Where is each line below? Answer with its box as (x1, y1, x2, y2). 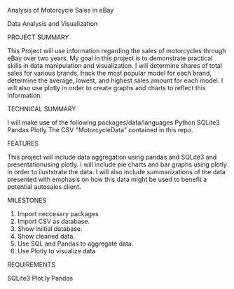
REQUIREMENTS (7, 260, 56, 269)
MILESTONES (7, 196, 47, 204)
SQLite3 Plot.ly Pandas (7, 274, 74, 282)
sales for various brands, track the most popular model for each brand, (7, 69, 212, 77)
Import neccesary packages (17, 210, 99, 218)
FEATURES (7, 139, 39, 148)
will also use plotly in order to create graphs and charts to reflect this (7, 84, 206, 92)
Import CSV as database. (17, 217, 90, 225)
